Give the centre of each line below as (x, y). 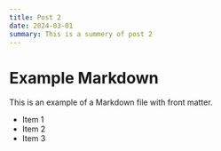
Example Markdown (84, 78)
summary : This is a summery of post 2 (81, 34)
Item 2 (34, 129)
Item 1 (33, 120)
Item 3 (34, 139)
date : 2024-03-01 (41, 26)
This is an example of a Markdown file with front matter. (111, 102)
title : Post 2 (36, 17)
